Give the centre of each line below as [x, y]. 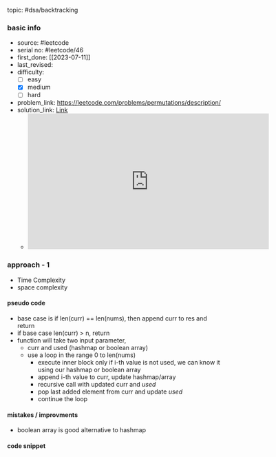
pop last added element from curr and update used [110, 392]
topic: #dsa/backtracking [43, 10]
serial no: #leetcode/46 [50, 50]
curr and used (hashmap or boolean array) [88, 347]
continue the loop [63, 398]
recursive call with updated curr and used [97, 384]
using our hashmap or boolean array [89, 369]
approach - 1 [29, 265]
